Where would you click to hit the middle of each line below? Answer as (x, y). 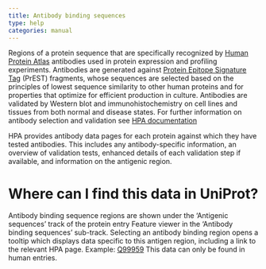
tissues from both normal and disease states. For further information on (125, 112)
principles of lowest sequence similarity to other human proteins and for (126, 87)
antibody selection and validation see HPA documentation (102, 121)
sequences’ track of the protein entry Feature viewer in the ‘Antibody (121, 224)
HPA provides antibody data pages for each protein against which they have (133, 136)
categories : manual (40, 30)
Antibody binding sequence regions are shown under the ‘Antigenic (118, 216)
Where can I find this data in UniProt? (133, 194)
